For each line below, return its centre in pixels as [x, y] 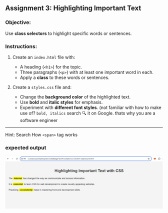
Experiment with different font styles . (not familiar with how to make [90, 107]
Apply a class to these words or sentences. [64, 77]
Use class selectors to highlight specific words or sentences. [68, 33]
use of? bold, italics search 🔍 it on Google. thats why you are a [88, 113]
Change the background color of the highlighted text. [75, 96]
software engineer [39, 120]
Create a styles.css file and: [42, 87]
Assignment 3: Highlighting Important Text [73, 8]
